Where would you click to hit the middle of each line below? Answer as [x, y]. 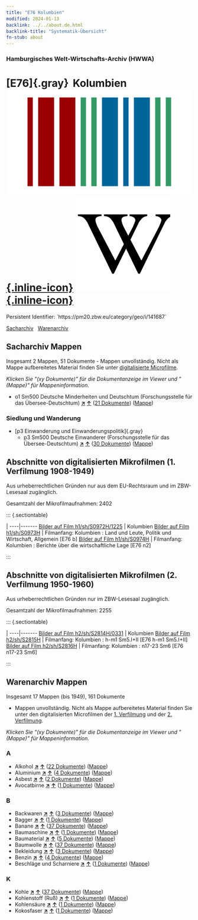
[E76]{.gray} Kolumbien [66, 83]
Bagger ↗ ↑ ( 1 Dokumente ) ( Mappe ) [59, 820]
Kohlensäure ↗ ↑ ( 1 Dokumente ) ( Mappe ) [65, 905]
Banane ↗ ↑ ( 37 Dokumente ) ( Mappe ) [61, 826]
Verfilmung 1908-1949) [50, 471]
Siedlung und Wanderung [43, 418]
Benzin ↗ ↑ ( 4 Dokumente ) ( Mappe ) [59, 857]
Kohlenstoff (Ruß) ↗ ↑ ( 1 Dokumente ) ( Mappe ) [72, 898]
